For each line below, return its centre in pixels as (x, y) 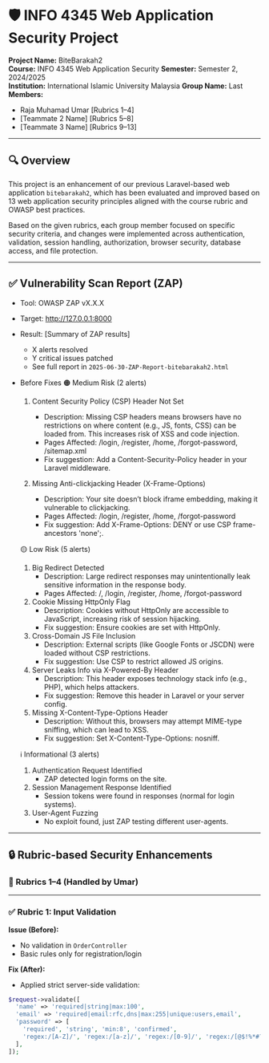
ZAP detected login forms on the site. (105, 778)
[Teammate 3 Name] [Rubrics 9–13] (78, 127)
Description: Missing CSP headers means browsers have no (143, 416)
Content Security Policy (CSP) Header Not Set (108, 401)
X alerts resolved (60, 349)
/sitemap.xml (65, 451)
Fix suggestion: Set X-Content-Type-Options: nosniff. (132, 738)
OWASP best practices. (47, 209)
